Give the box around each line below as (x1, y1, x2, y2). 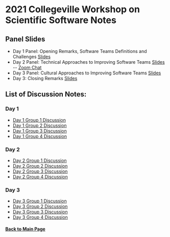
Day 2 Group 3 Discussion (12, 168, 68, 174)
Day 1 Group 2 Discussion (12, 122, 67, 128)
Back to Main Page (5, 226, 46, 232)
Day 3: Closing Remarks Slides (12, 75, 78, 81)
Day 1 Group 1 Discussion (12, 117, 66, 123)
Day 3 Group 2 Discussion (12, 203, 68, 209)
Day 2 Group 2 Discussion (12, 163, 68, 169)
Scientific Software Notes (5, 14, 116, 26)
